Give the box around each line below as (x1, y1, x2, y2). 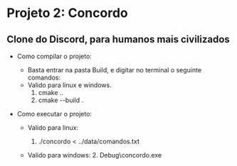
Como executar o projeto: (16, 110, 93, 118)
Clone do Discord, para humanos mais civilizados (6, 33, 231, 45)
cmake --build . (38, 96, 84, 104)
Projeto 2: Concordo (6, 5, 129, 21)
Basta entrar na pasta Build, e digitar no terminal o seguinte (27, 66, 202, 74)
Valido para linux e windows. (27, 81, 112, 89)
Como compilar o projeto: (16, 52, 92, 60)
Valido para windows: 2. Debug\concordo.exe (27, 151, 162, 159)
